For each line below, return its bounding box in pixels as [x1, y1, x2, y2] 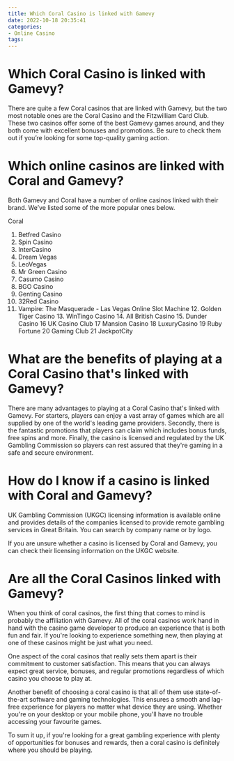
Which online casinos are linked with [8, 158, 225, 174]
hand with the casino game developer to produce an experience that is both [8, 624, 226, 632]
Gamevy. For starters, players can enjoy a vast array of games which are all [8, 411, 224, 419]
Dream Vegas [17, 253, 58, 261]
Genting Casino [17, 290, 63, 298]
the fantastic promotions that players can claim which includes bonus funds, [8, 426, 227, 435]
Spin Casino [17, 238, 53, 246]
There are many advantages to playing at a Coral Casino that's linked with [8, 404, 220, 412]
